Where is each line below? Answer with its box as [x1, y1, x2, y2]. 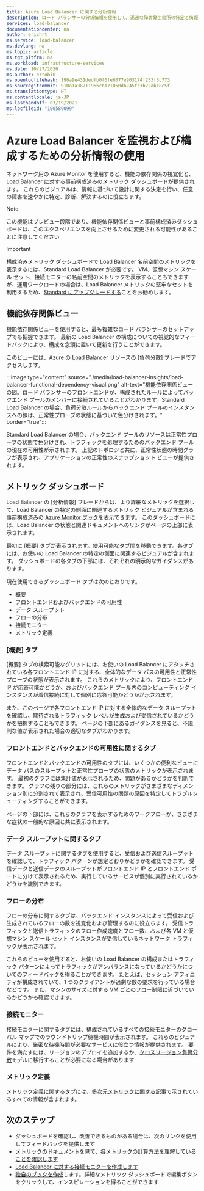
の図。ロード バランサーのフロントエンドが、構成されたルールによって [6, 388, 184, 396]
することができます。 [38, 797, 91, 804]
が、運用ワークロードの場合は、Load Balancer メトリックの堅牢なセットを [6, 281, 194, 288]
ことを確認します [15, 1155, 58, 1162]
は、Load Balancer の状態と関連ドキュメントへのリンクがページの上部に [6, 522, 188, 529]
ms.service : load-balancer [6, 37, 75, 43]
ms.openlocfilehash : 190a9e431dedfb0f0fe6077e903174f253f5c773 [6, 77, 171, 83]
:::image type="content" [6, 374, 67, 381]
